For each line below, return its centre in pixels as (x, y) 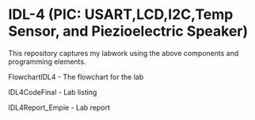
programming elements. (47, 62)
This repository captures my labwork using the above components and (124, 53)
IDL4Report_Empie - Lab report (59, 107)
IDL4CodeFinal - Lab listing (53, 92)
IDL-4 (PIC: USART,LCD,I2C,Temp (121, 15)
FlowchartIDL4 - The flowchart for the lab (76, 77)
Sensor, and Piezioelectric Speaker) (128, 31)
